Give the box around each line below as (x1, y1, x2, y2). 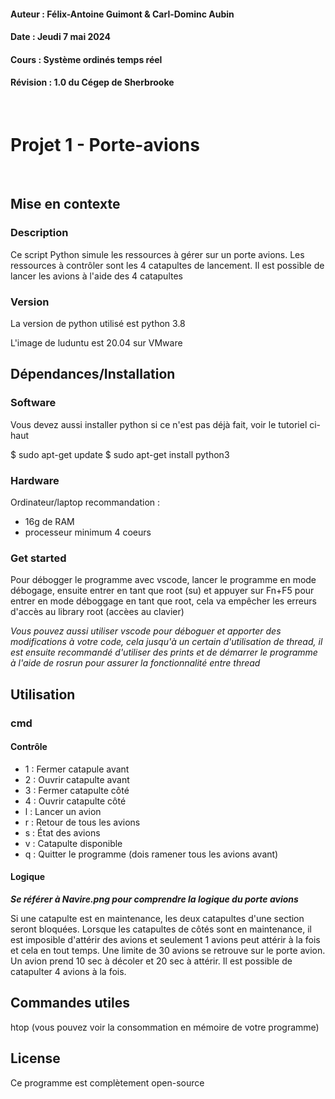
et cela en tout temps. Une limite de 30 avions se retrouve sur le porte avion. (10, 944, 326, 956)
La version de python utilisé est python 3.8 (10, 317, 186, 329)
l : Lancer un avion (24, 805, 102, 817)
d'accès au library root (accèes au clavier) (10, 606, 185, 618)
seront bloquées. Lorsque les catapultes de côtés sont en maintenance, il (10, 923, 313, 935)
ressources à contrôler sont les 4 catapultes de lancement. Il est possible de (10, 259, 325, 271)
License (10, 1050, 61, 1067)
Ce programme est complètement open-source (10, 1076, 205, 1089)
